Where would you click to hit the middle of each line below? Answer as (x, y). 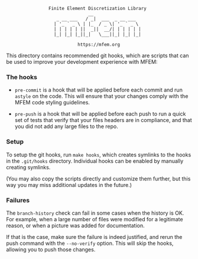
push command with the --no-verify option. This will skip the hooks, (90, 243)
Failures (18, 200)
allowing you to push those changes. (51, 249)
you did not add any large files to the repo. (66, 126)
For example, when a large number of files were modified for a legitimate (95, 219)
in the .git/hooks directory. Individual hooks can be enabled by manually (95, 161)
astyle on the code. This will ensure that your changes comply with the (101, 96)
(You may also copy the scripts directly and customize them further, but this (98, 178)
